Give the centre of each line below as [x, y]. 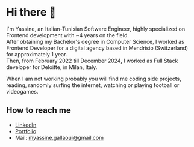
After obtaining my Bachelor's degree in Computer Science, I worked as [95, 41]
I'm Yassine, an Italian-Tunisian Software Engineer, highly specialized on [96, 29]
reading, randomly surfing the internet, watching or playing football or [93, 85]
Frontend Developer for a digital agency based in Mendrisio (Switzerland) [97, 48]
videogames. [22, 91]
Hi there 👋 [31, 12]
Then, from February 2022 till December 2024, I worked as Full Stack [92, 61]
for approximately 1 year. [37, 54]
